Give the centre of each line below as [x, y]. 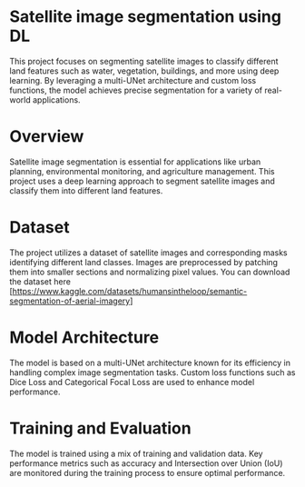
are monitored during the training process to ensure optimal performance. [148, 472]
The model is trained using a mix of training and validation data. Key [136, 453]
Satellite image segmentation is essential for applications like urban [135, 162]
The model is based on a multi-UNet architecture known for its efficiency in [150, 363]
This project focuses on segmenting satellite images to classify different [144, 61]
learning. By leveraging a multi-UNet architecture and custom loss [133, 80]
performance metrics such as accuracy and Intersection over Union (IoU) [146, 463]
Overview [47, 137]
